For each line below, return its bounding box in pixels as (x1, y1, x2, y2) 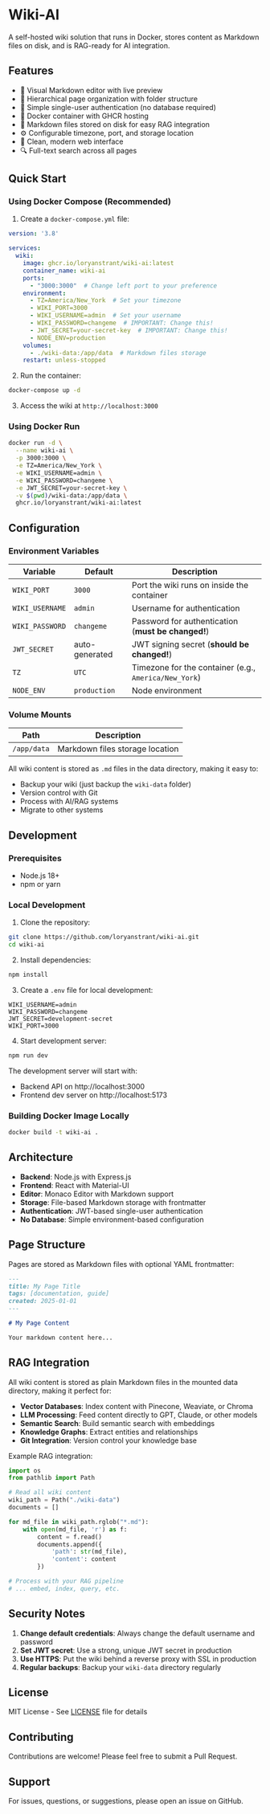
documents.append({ (37, 1540, 103, 1548)
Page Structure (8, 1238, 86, 1252)
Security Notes (8, 1607, 86, 1620)
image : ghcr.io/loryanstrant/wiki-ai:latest (22, 259, 174, 268)
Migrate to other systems (19, 805, 104, 815)
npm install (8, 970, 48, 979)
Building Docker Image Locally (8, 1110, 130, 1121)
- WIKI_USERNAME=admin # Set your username (29, 312, 182, 320)
